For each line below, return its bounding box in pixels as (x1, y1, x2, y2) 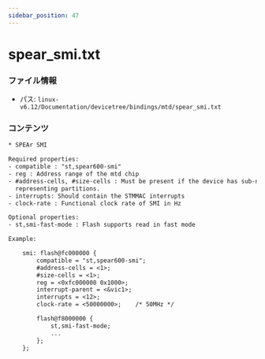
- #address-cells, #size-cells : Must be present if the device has (8, 177, 238, 185)
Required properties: (8, 155, 80, 164)
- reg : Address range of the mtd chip (8, 170, 140, 178)
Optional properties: (8, 213, 80, 221)
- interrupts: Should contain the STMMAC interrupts (8, 192, 185, 200)
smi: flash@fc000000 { (22, 250, 97, 257)
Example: (8, 235, 37, 243)
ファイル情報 (8, 75, 58, 86)
